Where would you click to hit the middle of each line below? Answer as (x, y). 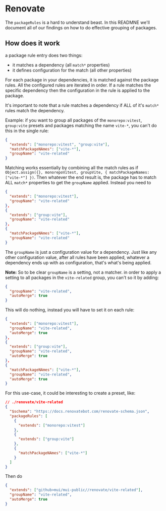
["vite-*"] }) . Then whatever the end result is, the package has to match (81, 177)
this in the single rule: (27, 131)
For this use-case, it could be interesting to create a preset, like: (70, 393)
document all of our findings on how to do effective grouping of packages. (81, 27)
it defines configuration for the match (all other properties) (72, 70)
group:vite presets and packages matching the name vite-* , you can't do (81, 125)
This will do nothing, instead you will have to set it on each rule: (70, 310)
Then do (14, 476)
